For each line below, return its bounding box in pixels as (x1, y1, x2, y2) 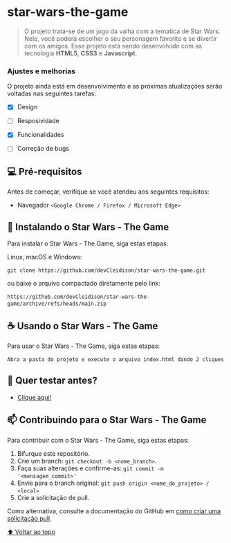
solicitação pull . (7, 514, 52, 522)
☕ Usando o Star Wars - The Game (7, 320, 158, 332)
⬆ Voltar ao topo (7, 527, 56, 536)
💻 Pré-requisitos (7, 165, 82, 177)
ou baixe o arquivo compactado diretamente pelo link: (7, 279, 161, 288)
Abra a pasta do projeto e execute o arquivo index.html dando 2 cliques (7, 356, 225, 363)
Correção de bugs (17, 145, 69, 153)
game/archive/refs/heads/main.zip (7, 300, 107, 308)
